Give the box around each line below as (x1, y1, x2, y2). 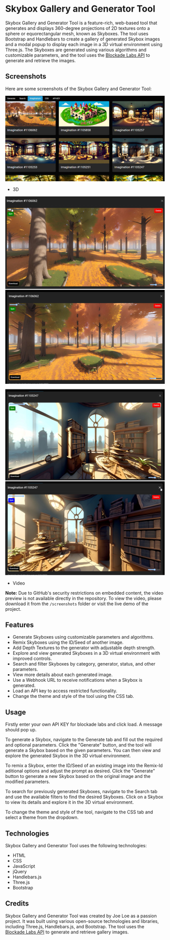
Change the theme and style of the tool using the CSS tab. (12, 693, 134, 699)
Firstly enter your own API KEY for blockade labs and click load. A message (5, 721, 163, 727)
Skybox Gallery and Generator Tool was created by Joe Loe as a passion (5, 913, 157, 919)
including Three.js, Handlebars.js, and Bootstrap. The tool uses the (5, 923, 145, 929)
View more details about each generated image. (12, 672, 113, 678)
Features (5, 621, 34, 629)
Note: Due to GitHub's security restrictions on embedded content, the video (5, 590, 163, 596)
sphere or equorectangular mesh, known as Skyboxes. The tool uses (5, 30, 149, 36)
